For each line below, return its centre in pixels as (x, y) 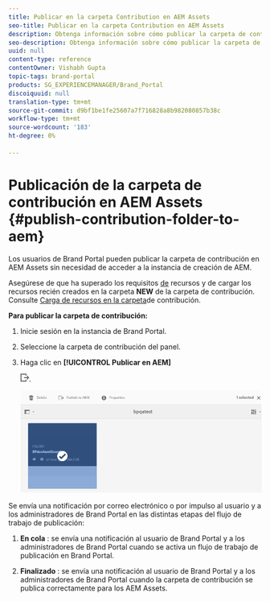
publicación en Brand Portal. (67, 556)
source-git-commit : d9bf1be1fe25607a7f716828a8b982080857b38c (115, 110)
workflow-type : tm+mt (45, 119)
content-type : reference (50, 60)
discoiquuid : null (39, 93)
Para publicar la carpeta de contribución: (78, 315)
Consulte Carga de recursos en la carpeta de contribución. (104, 300)
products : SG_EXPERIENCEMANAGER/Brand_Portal (86, 84)
